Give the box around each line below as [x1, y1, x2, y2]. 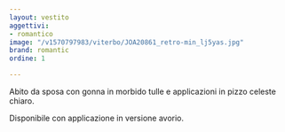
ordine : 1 [9, 54, 46, 63]
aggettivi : [9, 21, 50, 30]
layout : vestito [9, 12, 69, 22]
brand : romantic [9, 46, 69, 55]
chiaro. [9, 96, 35, 106]
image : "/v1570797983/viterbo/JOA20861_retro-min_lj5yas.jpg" [9, 37, 244, 47]
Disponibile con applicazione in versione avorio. [9, 113, 185, 123]
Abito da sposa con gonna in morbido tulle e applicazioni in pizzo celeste [9, 86, 277, 97]
